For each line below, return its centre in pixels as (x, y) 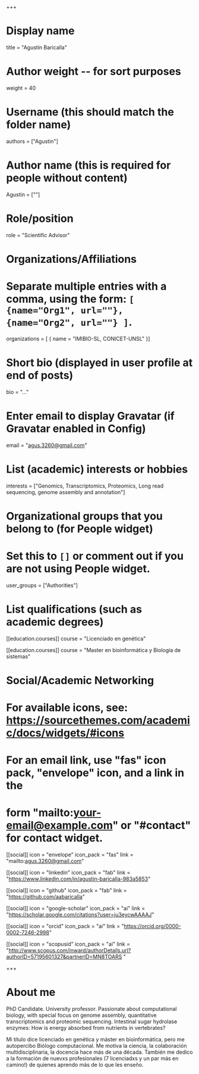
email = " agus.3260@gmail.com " (47, 445)
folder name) (39, 125)
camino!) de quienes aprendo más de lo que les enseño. (75, 1065)
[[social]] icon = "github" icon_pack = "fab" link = (67, 890)
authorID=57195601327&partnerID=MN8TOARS (64, 957)
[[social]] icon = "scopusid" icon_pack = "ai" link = (68, 944)
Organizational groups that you (85, 516)
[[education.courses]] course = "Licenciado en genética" (76, 638)
